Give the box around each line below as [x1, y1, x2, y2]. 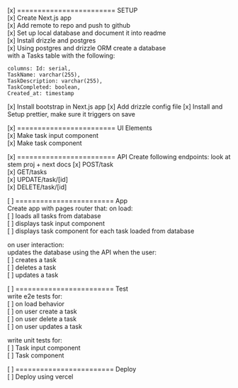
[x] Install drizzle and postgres [7, 36, 96, 45]
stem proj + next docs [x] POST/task [7, 160, 113, 168]
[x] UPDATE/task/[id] [7, 176, 69, 183]
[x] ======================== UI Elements [7, 124, 152, 132]
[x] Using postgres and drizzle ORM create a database [7, 44, 166, 52]
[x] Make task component [7, 139, 83, 147]
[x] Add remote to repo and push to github [7, 21, 131, 29]
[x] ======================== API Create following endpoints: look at [7, 153, 231, 161]
